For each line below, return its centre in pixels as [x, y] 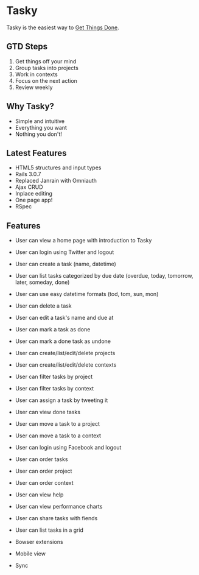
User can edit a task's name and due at [64, 318]
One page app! [34, 200]
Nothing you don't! [39, 134]
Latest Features [37, 153]
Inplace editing [34, 194]
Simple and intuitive [40, 121]
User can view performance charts [59, 507]
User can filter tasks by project [54, 377]
